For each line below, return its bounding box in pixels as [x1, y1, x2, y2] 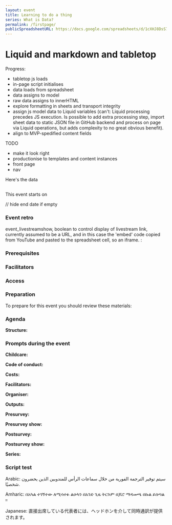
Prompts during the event [5, 340, 70, 347]
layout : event [5, 7, 36, 13]
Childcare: [5, 351, 28, 358]
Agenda [5, 315, 26, 323]
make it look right [12, 150, 50, 157]
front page [12, 161, 35, 167]
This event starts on [5, 191, 48, 198]
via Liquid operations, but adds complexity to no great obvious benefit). [12, 125, 164, 131]
